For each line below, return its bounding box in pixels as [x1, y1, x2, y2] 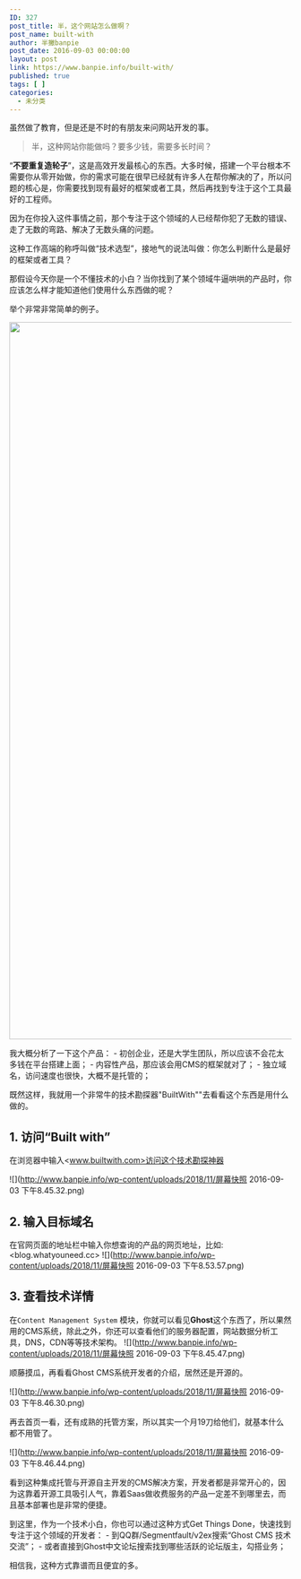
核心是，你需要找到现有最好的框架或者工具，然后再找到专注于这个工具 [24, 183, 284, 194]
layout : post [9, 55, 58, 64]
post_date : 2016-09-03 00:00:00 [9, 47, 130, 56]
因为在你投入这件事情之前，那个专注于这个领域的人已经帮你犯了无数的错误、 [9, 213, 292, 224]
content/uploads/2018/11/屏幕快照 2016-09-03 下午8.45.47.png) [9, 1348, 245, 1358]
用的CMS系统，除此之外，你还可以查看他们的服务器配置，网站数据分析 [9, 1325, 271, 1336]
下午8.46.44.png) [21, 1458, 86, 1469]
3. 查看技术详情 [9, 1288, 94, 1305]
